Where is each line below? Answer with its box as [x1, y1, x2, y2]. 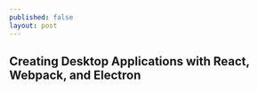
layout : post [9, 21, 58, 30]
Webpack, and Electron [9, 67, 141, 82]
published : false [9, 12, 74, 22]
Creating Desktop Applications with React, [9, 54, 250, 69]
